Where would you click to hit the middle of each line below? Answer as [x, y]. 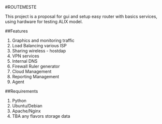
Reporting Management [36, 77]
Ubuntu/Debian [27, 106]
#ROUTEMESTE [21, 7]
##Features [16, 31]
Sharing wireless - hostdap [39, 51]
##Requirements [22, 91]
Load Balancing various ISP [39, 45]
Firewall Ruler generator [36, 66]
